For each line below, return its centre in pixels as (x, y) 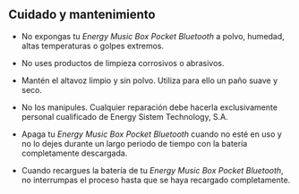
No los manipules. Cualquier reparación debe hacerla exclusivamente (149, 107)
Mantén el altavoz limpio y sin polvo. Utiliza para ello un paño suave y (149, 80)
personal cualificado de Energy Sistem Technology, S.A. (125, 116)
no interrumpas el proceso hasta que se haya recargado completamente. (156, 180)
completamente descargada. (74, 153)
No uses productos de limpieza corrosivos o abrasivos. (123, 63)
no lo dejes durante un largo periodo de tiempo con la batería (134, 143)
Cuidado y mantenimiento (82, 15)
